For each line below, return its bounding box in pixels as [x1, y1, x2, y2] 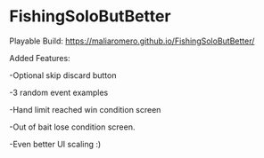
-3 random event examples [9, 87, 109, 98]
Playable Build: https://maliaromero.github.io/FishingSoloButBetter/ [9, 36, 255, 46]
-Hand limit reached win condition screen [9, 104, 161, 115]
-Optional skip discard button [9, 69, 117, 81]
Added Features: [9, 52, 70, 63]
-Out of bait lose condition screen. [9, 122, 136, 132]
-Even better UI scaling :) [9, 138, 102, 149]
